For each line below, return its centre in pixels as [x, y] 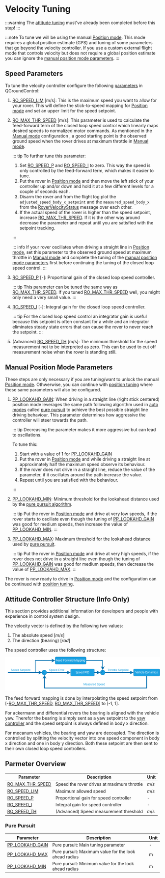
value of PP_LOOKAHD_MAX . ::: [44, 569]
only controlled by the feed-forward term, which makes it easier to [86, 170]
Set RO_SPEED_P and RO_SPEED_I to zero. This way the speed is [85, 165]
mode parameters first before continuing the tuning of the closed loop [83, 262]
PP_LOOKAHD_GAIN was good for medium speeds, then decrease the [83, 564]
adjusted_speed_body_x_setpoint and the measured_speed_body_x [84, 202]
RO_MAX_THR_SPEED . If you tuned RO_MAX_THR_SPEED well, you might [86, 292]
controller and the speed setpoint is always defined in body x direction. [77, 723]
